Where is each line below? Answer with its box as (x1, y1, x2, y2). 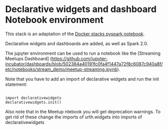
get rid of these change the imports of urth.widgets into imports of (5, 114, 142, 120)
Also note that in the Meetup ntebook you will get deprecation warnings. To (5, 108, 161, 114)
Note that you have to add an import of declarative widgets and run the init (5, 76, 159, 82)
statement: (5, 81, 28, 87)
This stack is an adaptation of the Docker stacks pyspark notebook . (5, 31, 145, 37)
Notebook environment (5, 14, 104, 26)
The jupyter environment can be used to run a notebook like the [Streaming (5, 50, 161, 56)
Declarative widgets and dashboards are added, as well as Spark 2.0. (5, 40, 148, 46)
